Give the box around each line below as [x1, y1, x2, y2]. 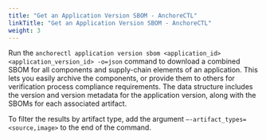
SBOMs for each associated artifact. [8, 99, 127, 108]
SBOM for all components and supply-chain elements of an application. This [8, 65, 259, 75]
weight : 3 [8, 26, 41, 34]
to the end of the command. [60, 122, 151, 132]
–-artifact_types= [186, 116, 247, 124]
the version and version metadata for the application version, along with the [8, 91, 256, 100]
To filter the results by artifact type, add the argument [8, 115, 185, 124]
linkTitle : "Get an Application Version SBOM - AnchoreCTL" [8, 19, 213, 27]
